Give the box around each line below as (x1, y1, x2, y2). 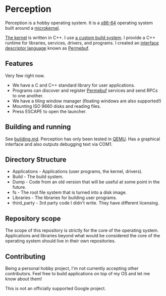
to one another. (12, 92, 44, 98)
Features (5, 59, 33, 68)
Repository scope (5, 214, 61, 223)
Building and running (5, 123, 71, 131)
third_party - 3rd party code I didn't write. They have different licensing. (12, 200, 160, 206)
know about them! (5, 276, 42, 282)
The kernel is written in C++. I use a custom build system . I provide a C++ (5, 35, 156, 41)
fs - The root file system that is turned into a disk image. (12, 189, 127, 196)
